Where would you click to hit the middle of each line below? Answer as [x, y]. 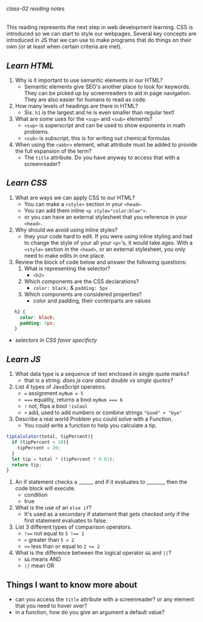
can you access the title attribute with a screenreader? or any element [105, 600]
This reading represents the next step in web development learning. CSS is [100, 27]
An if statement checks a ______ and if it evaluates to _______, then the [101, 482]
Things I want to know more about [72, 585]
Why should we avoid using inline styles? [66, 230]
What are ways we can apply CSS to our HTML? [75, 198]
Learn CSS [27, 183]
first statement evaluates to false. [66, 521]
